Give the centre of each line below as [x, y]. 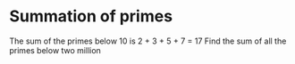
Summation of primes [91, 16]
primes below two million [55, 50]
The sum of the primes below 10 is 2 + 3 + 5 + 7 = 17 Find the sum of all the [148, 41]
